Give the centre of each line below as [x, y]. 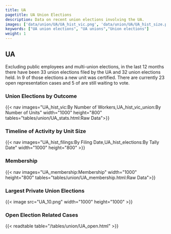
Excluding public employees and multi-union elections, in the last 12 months [85, 66]
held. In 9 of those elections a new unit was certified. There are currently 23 [85, 77]
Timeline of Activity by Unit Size [46, 132]
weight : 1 [16, 34]
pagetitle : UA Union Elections [38, 15]
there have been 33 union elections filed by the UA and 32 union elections [83, 72]
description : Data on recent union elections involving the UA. [75, 19]
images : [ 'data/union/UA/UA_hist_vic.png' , [52, 24]
